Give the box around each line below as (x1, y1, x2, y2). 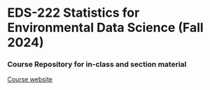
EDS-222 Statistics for (7, 5, 140, 21)
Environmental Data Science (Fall (7, 20, 204, 36)
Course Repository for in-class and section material (7, 59, 187, 69)
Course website (7, 75, 52, 84)
